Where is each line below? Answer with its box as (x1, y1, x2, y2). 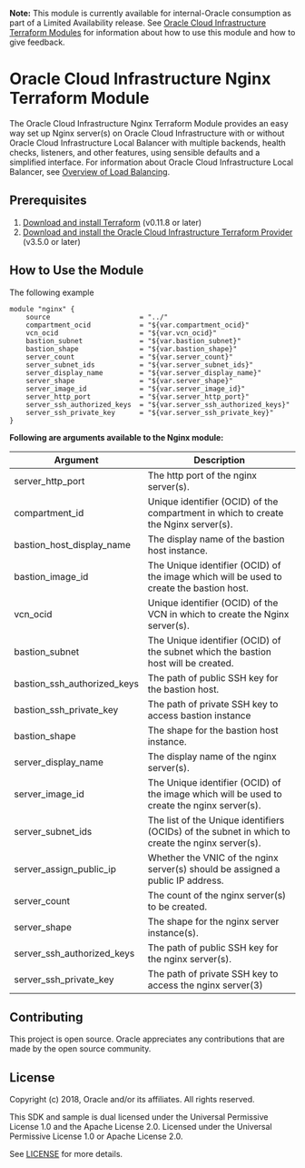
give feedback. (9, 36, 65, 47)
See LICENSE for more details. (9, 1149, 123, 1160)
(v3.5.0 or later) (22, 236, 82, 247)
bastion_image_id (14, 570, 89, 583)
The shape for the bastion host (147, 724, 279, 736)
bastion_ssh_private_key (14, 703, 119, 716)
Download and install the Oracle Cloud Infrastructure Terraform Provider (22, 227, 293, 238)
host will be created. (147, 656, 234, 669)
